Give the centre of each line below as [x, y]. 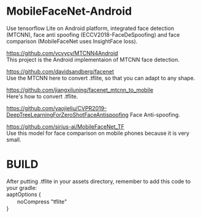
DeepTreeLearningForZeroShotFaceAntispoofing [67, 115]
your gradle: [22, 187]
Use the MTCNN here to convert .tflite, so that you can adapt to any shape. [101, 78]
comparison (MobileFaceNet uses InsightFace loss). [72, 41]
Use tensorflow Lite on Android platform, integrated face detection [90, 28]
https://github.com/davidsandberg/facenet [60, 71]
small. [14, 140]
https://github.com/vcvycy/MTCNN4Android [62, 53]
